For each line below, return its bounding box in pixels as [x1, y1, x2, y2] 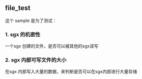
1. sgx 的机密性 [5, 31, 41, 38]
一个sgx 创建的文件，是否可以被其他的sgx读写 [5, 43, 99, 49]
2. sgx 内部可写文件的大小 [5, 56, 67, 63]
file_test [5, 4, 30, 12]
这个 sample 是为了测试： [5, 17, 57, 24]
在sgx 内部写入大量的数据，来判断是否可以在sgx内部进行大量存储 [5, 69, 138, 75]
